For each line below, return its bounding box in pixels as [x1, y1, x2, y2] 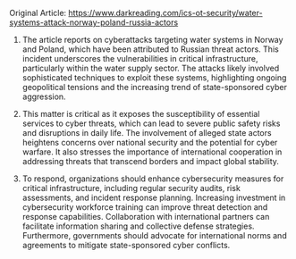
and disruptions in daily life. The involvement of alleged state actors [21, 128, 272, 138]
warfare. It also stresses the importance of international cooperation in [21, 146, 283, 157]
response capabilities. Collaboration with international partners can [21, 212, 270, 221]
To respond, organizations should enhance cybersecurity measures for [21, 173, 284, 184]
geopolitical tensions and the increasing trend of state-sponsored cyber [21, 82, 288, 92]
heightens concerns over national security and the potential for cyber [21, 138, 278, 147]
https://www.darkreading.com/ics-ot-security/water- [68, 8, 263, 18]
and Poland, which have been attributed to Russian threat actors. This [21, 44, 279, 54]
